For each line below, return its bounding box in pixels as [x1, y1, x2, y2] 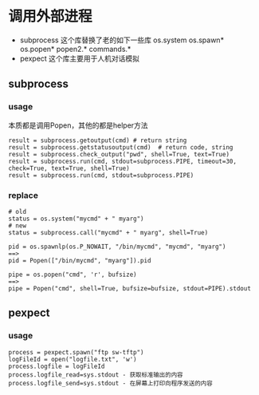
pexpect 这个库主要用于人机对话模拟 [19, 53, 140, 63]
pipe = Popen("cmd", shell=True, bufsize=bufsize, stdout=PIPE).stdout [8, 284, 251, 292]
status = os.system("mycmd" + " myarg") [8, 215, 145, 223]
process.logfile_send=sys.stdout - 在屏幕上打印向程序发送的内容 [8, 379, 213, 387]
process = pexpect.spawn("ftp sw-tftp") [8, 348, 145, 356]
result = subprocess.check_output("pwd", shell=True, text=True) [8, 150, 230, 158]
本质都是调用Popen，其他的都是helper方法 [8, 120, 149, 130]
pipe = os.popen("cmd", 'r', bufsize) [8, 271, 137, 278]
